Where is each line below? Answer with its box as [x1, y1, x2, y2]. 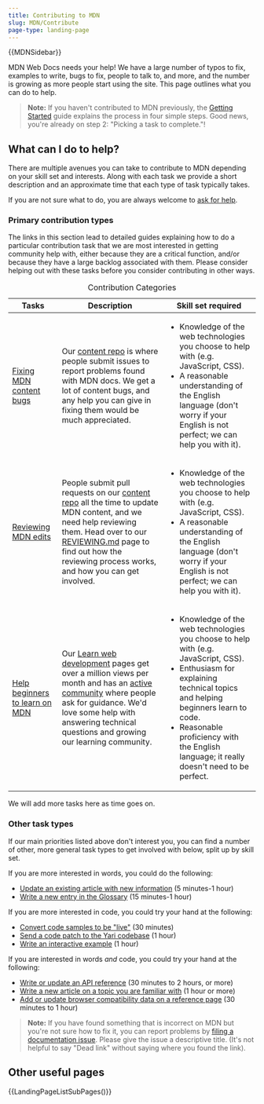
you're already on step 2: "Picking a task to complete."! [27, 119, 206, 130]
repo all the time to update [61, 497, 159, 508]
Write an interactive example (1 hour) [19, 939, 139, 949]
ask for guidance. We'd [61, 697, 147, 708]
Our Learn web [61, 649, 117, 660]
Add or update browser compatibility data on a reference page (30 [19, 994, 236, 1003]
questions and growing [61, 727, 147, 738]
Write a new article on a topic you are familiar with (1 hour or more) [19, 986, 236, 996]
